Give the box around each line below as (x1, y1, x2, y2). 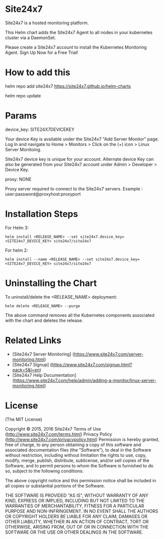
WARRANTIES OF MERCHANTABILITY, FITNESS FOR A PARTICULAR (5, 503, 144, 509)
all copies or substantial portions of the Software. (5, 483, 105, 489)
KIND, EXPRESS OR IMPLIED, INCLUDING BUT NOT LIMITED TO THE (5, 497, 145, 503)
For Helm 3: (5, 225, 29, 230)
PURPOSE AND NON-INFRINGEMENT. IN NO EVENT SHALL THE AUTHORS (5, 508, 159, 514)
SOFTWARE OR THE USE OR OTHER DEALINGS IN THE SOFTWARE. (5, 529, 143, 535)
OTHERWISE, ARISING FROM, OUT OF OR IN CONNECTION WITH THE (5, 524, 149, 530)
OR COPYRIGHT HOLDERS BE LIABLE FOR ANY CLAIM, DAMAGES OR (5, 513, 148, 519)
